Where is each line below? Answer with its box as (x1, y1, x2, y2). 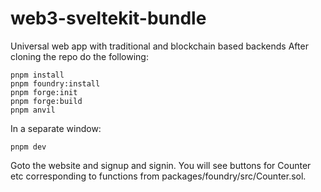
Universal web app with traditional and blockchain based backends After (10, 40, 309, 52)
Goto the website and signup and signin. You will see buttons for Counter (10, 159, 312, 171)
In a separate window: (10, 122, 102, 134)
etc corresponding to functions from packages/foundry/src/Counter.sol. (10, 170, 307, 182)
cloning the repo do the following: (10, 50, 149, 62)
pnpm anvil (10, 105, 56, 115)
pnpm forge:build (10, 96, 83, 106)
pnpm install (10, 70, 65, 80)
